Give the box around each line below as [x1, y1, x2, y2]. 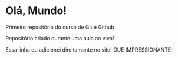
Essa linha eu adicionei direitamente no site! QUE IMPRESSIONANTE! [5, 46, 173, 53]
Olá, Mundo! [5, 4, 67, 18]
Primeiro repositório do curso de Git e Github [5, 23, 114, 30]
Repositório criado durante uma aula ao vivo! [5, 35, 114, 42]
